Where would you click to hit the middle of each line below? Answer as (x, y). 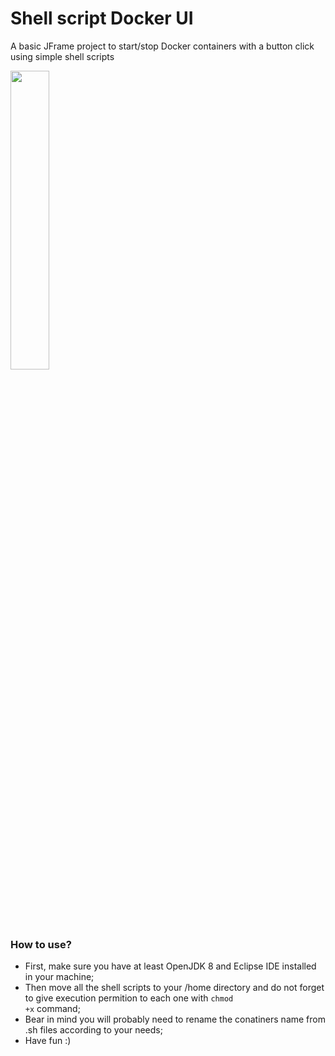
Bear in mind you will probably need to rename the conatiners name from (175, 1019)
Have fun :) (48, 1041)
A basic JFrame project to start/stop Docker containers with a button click (162, 46)
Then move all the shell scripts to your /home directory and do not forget (174, 988)
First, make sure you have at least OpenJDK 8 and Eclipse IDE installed (170, 966)
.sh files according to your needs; (93, 1030)
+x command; (52, 1009)
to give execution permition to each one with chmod (129, 998)
